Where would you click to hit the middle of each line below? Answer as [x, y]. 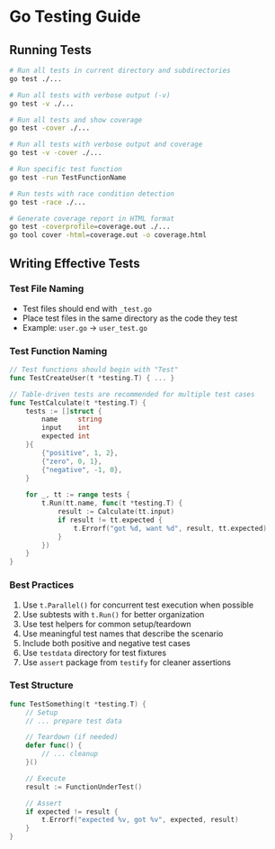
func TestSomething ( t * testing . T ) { [78, 704]
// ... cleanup [70, 754]
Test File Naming [47, 288]
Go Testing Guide [75, 17]
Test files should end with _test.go [87, 308]
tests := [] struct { [64, 411]
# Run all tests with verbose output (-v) [90, 95]
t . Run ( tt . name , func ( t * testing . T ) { [112, 503]
